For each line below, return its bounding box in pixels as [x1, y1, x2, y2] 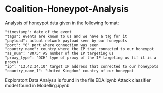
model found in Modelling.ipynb [5, 82, 70, 88]
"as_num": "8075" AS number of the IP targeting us [5, 51, 114, 56]
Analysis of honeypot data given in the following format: [5, 20, 119, 26]
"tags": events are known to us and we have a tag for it [5, 34, 127, 39]
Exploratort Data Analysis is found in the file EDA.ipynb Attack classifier [5, 77, 151, 83]
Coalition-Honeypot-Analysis [5, 3, 129, 15]
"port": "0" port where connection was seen [5, 42, 99, 47]
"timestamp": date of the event [5, 29, 72, 34]
